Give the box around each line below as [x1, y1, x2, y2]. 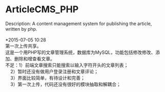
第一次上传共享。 [5, 42, 42, 49]
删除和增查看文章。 [14, 55, 55, 62]
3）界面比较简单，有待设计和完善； [10, 75, 86, 81]
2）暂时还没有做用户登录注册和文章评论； [10, 68, 99, 75]
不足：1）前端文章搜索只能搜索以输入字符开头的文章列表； [5, 62, 129, 68]
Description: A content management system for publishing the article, [5, 20, 152, 27]
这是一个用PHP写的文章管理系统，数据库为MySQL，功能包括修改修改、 [5, 49, 156, 55]
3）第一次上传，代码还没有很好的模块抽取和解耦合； [10, 81, 121, 87]
